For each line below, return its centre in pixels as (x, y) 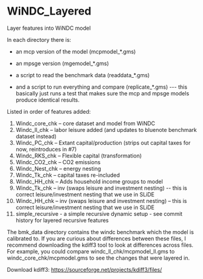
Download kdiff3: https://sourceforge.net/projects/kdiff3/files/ (84, 269)
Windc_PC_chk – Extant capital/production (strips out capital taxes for (103, 143)
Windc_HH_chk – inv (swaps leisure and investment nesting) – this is (101, 201)
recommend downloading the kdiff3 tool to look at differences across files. (100, 245)
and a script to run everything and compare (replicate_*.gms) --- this (101, 87)
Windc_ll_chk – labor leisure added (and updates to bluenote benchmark (106, 129)
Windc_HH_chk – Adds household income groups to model (89, 181)
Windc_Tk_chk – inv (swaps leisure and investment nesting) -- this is (101, 188)
